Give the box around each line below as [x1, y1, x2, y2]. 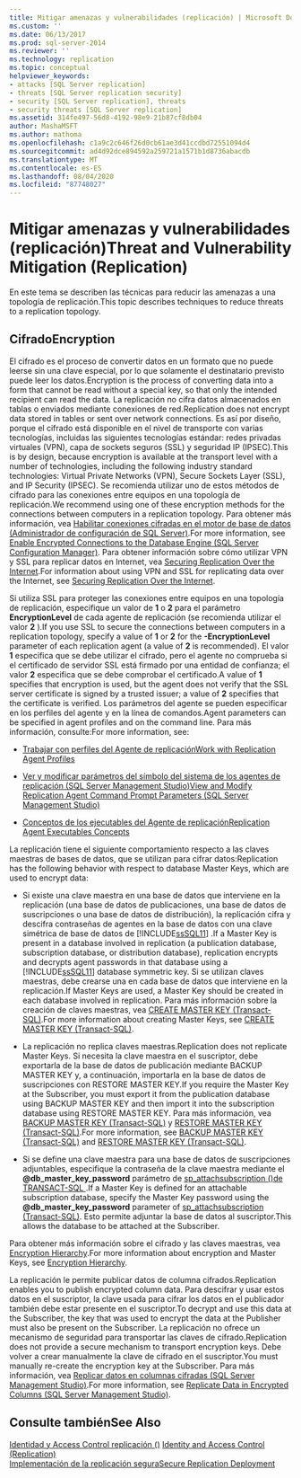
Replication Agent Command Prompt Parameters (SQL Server [21, 790, 249, 801]
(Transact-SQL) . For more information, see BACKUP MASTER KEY [21, 1127, 264, 1137]
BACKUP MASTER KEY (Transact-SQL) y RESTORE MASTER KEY [21, 1117, 262, 1128]
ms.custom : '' [9, 22, 63, 31]
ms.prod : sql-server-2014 [9, 38, 106, 48]
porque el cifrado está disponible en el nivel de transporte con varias [9, 422, 264, 433]
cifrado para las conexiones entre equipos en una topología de [9, 489, 241, 500]
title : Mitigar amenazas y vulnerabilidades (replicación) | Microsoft [9, 13, 282, 22]
